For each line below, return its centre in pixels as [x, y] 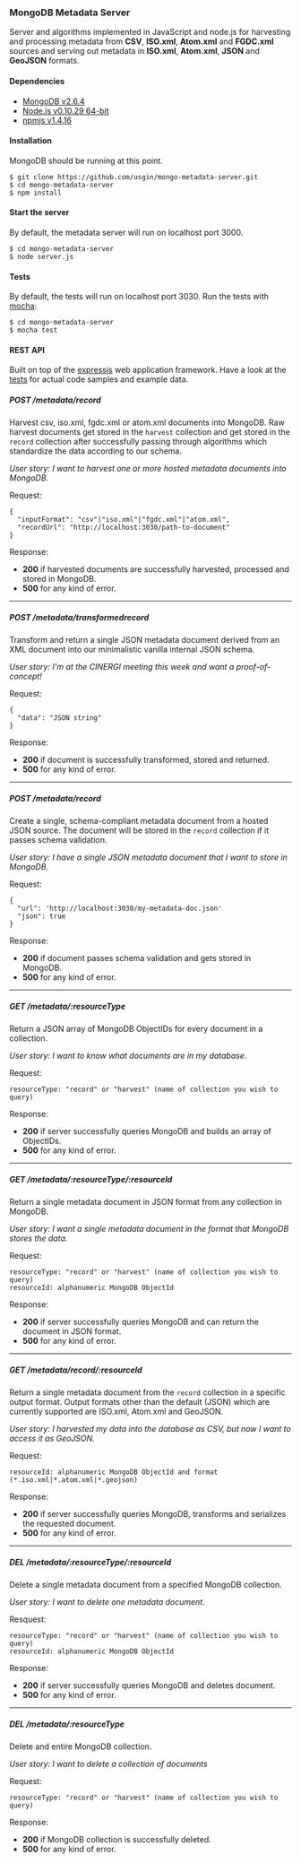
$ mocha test [34, 330]
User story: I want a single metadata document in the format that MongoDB [149, 1229]
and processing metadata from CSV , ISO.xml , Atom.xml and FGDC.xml [142, 41]
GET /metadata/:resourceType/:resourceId [91, 1179]
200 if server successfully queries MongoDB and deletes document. [149, 1685]
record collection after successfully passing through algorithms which [138, 442]
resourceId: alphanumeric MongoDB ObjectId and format [114, 1472]
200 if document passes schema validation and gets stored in [137, 958]
